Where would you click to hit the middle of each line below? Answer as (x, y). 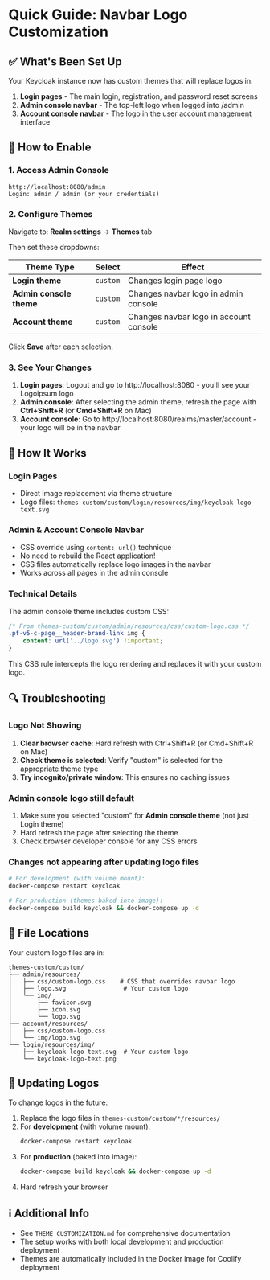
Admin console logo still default (72, 798)
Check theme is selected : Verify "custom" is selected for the (121, 760)
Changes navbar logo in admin (186, 293)
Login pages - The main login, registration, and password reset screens (139, 96)
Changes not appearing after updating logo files (104, 862)
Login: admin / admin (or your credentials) (84, 194)
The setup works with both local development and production (122, 1242)
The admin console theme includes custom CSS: (89, 611)
